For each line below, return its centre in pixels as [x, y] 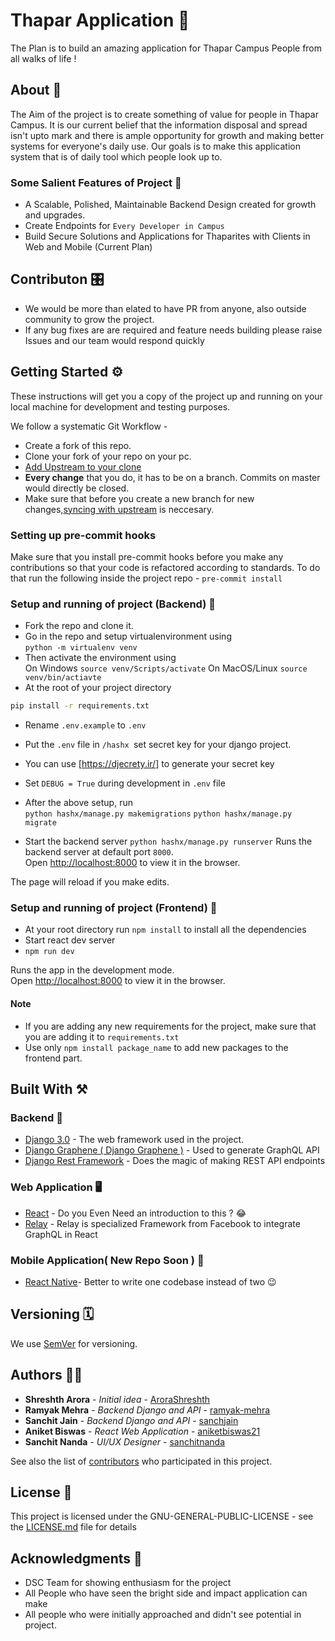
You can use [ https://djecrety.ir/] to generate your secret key [149, 764]
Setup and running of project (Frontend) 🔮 [114, 908]
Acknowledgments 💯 [76, 1558]
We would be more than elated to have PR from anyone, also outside [165, 308]
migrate [40, 823]
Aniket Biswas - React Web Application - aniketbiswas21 [142, 1431]
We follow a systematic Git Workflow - [89, 426]
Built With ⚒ [49, 1089]
